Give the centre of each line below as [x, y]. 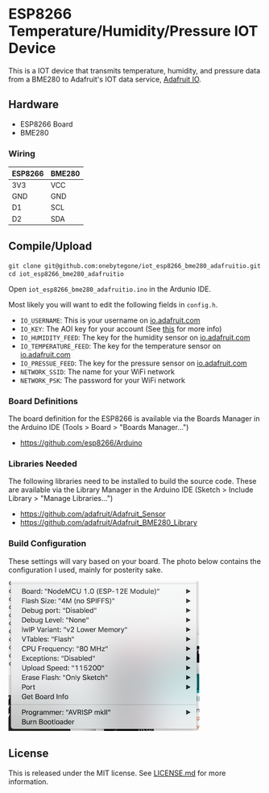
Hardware [33, 104]
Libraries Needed [43, 464]
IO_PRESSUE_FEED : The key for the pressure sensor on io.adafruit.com [133, 363]
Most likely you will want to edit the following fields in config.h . [113, 304]
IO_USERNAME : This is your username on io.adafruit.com [110, 320]
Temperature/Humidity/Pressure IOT [133, 31]
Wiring [22, 153]
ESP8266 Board [46, 124]
